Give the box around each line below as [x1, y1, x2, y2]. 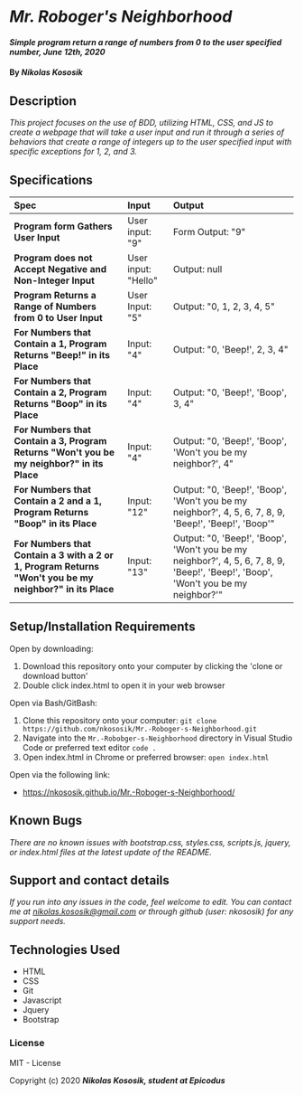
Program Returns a [14, 289, 96, 301]
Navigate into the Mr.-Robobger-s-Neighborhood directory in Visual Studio [22, 732, 293, 743]
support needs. [9, 916, 66, 927]
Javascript [22, 995, 62, 1005]
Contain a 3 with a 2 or [14, 549, 115, 562]
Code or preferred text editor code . [22, 741, 157, 752]
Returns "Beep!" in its [14, 349, 111, 361]
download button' [22, 670, 88, 681]
